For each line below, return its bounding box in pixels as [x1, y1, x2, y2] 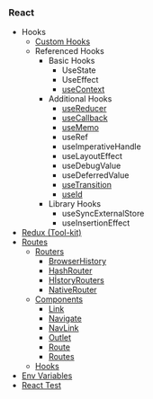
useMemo [61, 122, 100, 133]
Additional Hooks [48, 93, 112, 104]
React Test [21, 380, 62, 391]
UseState [61, 65, 96, 75]
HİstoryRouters [48, 275, 104, 286]
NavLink [48, 323, 79, 333]
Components [34, 294, 83, 305]
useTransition [61, 180, 112, 191]
